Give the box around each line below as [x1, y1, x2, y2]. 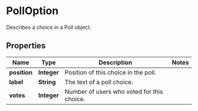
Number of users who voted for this [64, 87, 163, 96]
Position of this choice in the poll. [64, 68, 156, 76]
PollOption [6, 4, 59, 18]
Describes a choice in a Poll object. [6, 24, 91, 31]
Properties [6, 41, 46, 51]
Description [98, 58, 133, 66]
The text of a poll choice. [64, 78, 134, 86]
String [38, 78, 56, 86]
